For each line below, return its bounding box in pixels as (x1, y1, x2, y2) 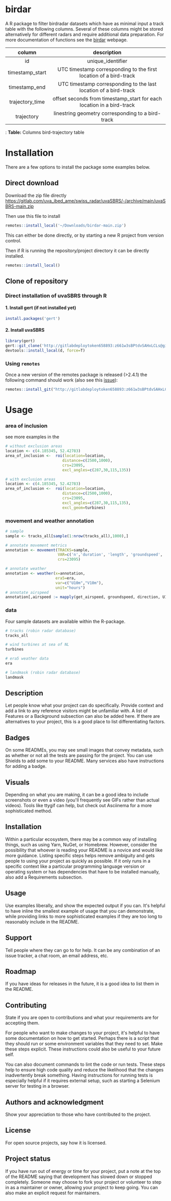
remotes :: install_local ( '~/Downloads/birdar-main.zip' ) (5, 223, 126, 228)
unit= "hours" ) (55, 585, 85, 590)
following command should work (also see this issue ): (5, 377, 118, 383)
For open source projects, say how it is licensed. (5, 1139, 107, 1146)
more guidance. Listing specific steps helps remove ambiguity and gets (5, 852, 155, 858)
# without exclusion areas (5, 444, 63, 449)
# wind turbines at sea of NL (5, 642, 70, 647)
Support (5, 934, 32, 942)
